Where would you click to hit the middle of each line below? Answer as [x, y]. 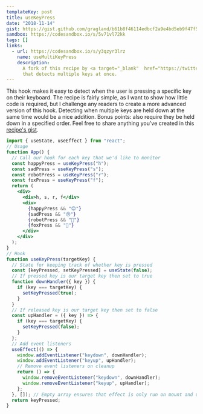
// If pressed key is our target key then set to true [82, 276]
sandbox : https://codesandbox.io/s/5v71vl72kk [66, 35]
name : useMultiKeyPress [47, 57]
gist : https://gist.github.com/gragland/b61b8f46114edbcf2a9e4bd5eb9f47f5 [102, 29]
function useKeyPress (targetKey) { [51, 259]
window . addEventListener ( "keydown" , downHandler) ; [82, 355]
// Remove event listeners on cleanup [66, 366]
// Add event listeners [41, 344]
